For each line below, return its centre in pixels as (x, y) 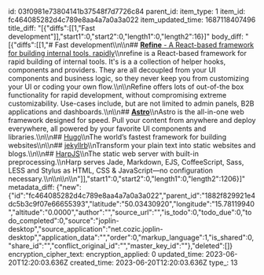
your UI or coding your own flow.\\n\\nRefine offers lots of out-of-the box (126, 87)
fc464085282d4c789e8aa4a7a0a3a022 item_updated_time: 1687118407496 (132, 20)
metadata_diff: (31, 187)
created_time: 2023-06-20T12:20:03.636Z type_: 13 (154, 262)
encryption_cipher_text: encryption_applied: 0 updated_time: (106, 254)
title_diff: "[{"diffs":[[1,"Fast (52, 28)
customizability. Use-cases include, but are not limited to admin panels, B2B (131, 103)
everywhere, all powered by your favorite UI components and (107, 128)
